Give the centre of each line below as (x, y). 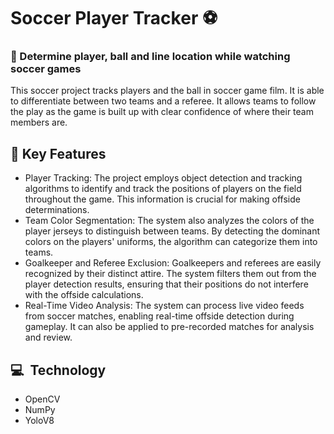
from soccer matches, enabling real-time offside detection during (159, 316)
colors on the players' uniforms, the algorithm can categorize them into (171, 242)
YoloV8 (39, 421)
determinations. (57, 210)
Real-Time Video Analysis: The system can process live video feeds (164, 306)
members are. (39, 122)
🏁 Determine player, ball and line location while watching (150, 57)
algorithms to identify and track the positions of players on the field (163, 189)
